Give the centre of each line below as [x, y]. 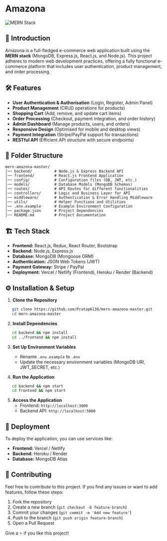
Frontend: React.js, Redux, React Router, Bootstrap [65, 246]
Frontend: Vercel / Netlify [39, 448]
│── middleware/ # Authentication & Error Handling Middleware [79, 198]
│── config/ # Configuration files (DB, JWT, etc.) [71, 180]
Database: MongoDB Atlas [40, 459]
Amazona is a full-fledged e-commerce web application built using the [78, 50]
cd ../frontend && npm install [44, 337]
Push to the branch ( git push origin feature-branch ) [68, 517]
